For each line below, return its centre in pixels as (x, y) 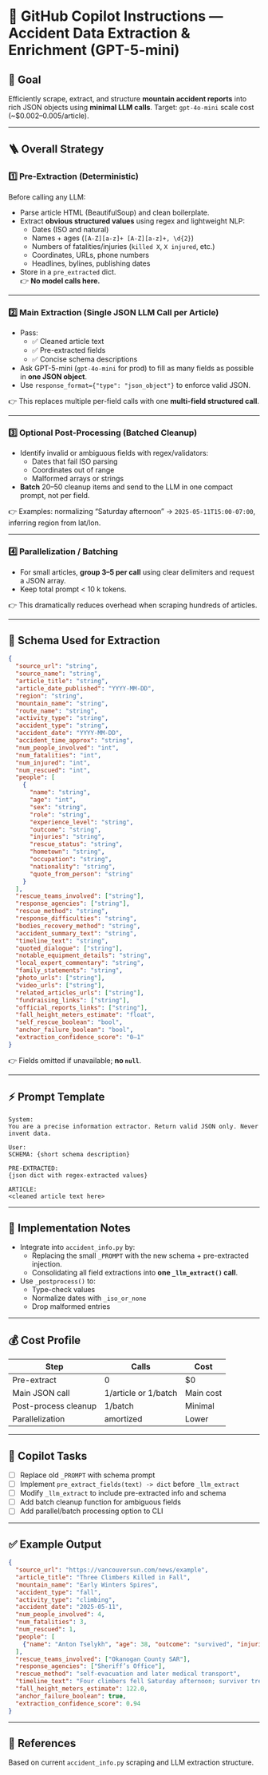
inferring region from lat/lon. (55, 523)
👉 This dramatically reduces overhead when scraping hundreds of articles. (133, 605)
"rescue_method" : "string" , (62, 911)
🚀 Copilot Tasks (48, 1456)
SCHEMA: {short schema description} (69, 1154)
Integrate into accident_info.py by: (77, 1247)
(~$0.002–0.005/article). (49, 116)
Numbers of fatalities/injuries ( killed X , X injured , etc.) (123, 246)
